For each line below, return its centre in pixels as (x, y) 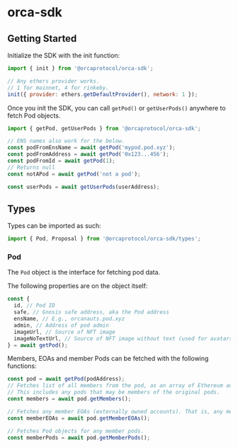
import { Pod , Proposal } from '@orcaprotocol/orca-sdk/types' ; (104, 239)
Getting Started (42, 39)
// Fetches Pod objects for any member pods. (75, 431)
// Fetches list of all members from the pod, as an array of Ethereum (115, 386)
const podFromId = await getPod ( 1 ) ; (61, 161)
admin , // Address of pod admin (62, 325)
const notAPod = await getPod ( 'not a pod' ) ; (74, 174)
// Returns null (31, 167)
